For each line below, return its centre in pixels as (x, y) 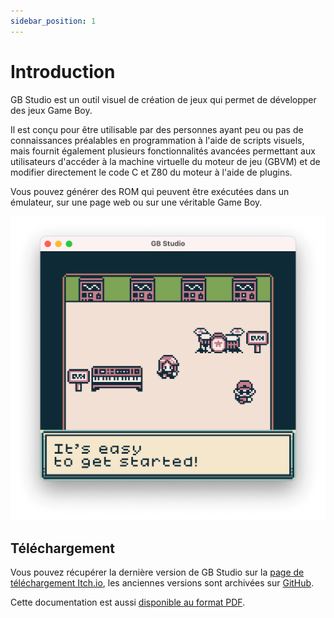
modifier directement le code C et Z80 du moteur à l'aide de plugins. (151, 172)
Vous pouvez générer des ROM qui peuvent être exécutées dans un (150, 191)
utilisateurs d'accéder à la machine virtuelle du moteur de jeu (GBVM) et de (165, 161)
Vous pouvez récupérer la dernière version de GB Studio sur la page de (157, 572)
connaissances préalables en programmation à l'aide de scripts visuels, (157, 140)
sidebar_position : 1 (53, 21)
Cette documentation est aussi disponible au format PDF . (128, 602)
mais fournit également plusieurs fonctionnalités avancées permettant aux (163, 151)
